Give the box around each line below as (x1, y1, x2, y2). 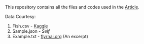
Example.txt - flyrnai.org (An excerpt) (12, 34, 89, 39)
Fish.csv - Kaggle (12, 23, 48, 29)
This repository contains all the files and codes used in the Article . (5, 4, 140, 10)
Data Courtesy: (5, 14, 36, 19)
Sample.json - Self (12, 28, 50, 34)
